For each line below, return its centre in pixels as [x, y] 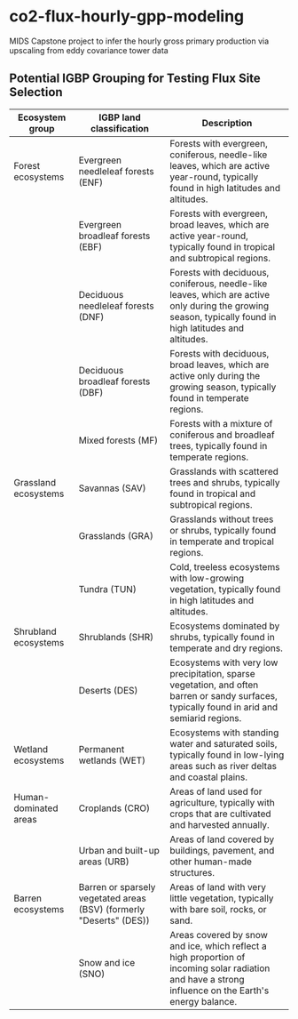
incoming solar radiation [220, 968]
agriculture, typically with [222, 802]
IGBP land [120, 117]
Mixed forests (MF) [118, 440]
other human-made [211, 862]
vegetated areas [112, 898]
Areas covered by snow [219, 935]
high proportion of [208, 957]
